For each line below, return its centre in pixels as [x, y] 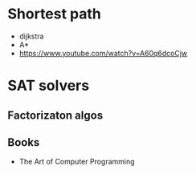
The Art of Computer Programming [77, 162]
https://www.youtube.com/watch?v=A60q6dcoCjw [103, 53]
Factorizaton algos [55, 115]
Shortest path [55, 14]
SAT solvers [49, 86]
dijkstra [31, 36]
